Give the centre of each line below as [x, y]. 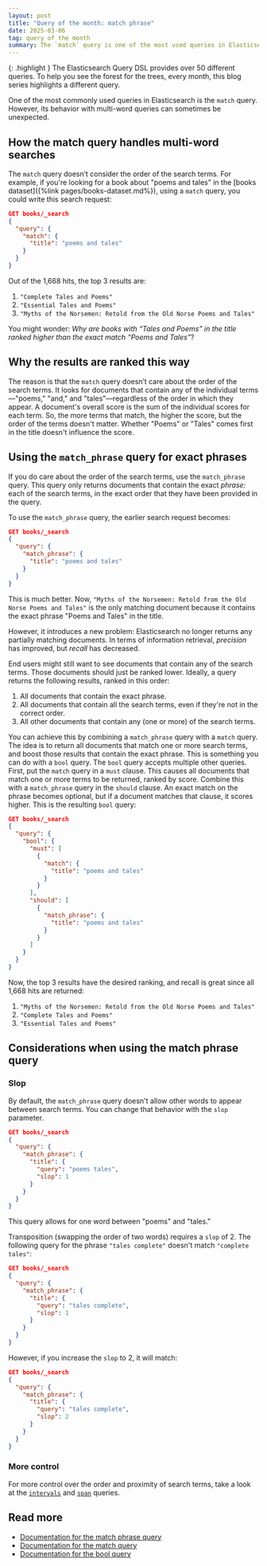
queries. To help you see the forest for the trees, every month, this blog [125, 76]
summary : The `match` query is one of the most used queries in [117, 45]
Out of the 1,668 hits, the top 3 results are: [77, 280]
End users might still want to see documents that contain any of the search [131, 664]
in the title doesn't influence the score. [72, 432]
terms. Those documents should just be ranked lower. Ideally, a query [122, 672]
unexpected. [29, 117]
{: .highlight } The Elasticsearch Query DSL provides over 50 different [122, 68]
